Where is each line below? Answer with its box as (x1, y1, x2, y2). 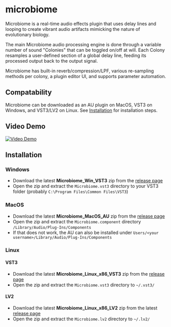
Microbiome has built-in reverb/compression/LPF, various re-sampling (5, 68, 154, 74)
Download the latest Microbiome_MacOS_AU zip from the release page (12, 213, 165, 219)
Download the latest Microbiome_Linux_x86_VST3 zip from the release (12, 271, 165, 277)
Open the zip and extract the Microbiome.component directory (12, 218, 141, 224)
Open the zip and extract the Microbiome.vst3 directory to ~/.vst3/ (12, 281, 155, 288)
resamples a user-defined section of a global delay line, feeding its (5, 52, 146, 59)
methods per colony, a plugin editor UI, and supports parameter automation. (5, 73, 166, 79)
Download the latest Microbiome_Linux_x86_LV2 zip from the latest (12, 304, 158, 311)
